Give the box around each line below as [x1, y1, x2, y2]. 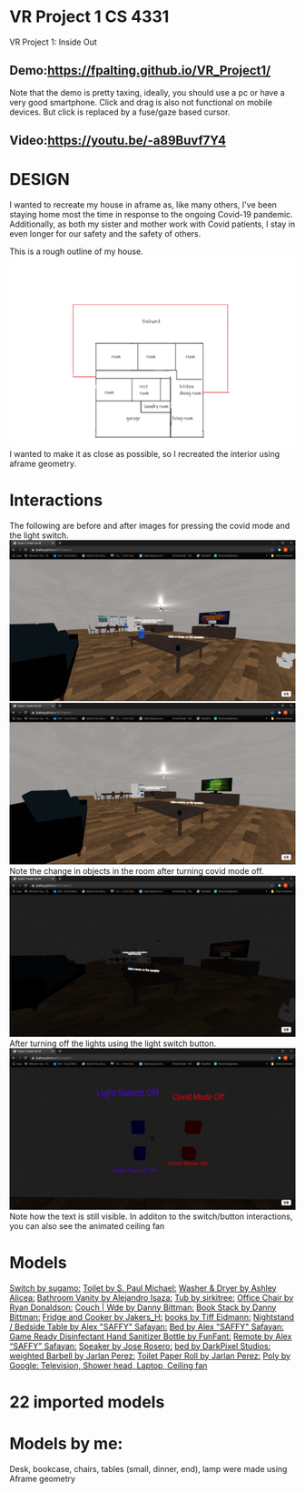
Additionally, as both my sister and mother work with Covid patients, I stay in [9, 218, 296, 229]
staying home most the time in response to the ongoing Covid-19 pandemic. [9, 209, 293, 220]
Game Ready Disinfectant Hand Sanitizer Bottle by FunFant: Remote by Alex [9, 1331, 292, 1342]
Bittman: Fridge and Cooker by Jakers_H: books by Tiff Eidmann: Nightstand [9, 1311, 295, 1322]
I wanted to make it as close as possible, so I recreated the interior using [9, 448, 280, 459]
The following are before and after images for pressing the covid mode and [9, 520, 290, 531]
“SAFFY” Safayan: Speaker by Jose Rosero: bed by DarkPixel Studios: [9, 1340, 271, 1351]
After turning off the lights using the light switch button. [9, 1038, 216, 1049]
